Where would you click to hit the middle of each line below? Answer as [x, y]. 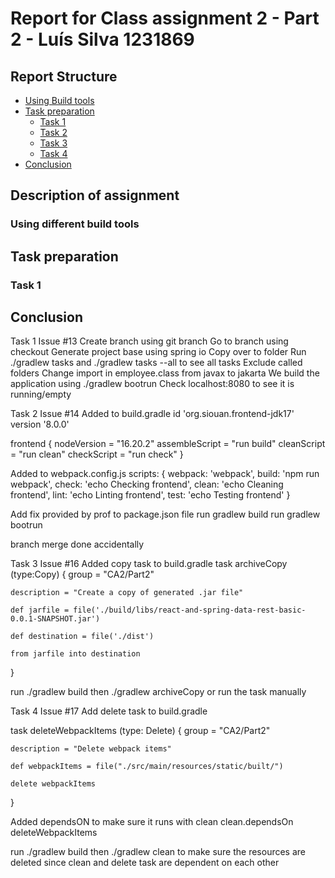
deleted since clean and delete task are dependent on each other [145, 863]
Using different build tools [75, 224]
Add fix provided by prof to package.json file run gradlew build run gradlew [165, 514]
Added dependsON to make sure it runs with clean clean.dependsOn [152, 822]
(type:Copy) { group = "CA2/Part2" [82, 574]
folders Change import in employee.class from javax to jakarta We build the [165, 373]
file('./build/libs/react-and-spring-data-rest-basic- [190, 610]
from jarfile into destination [75, 654]
